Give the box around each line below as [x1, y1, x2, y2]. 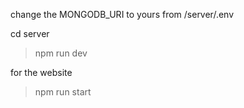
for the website [10, 67, 73, 78]
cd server [10, 28, 50, 39]
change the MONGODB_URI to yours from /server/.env [10, 9, 235, 20]
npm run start [34, 86, 92, 98]
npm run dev [34, 47, 88, 59]
